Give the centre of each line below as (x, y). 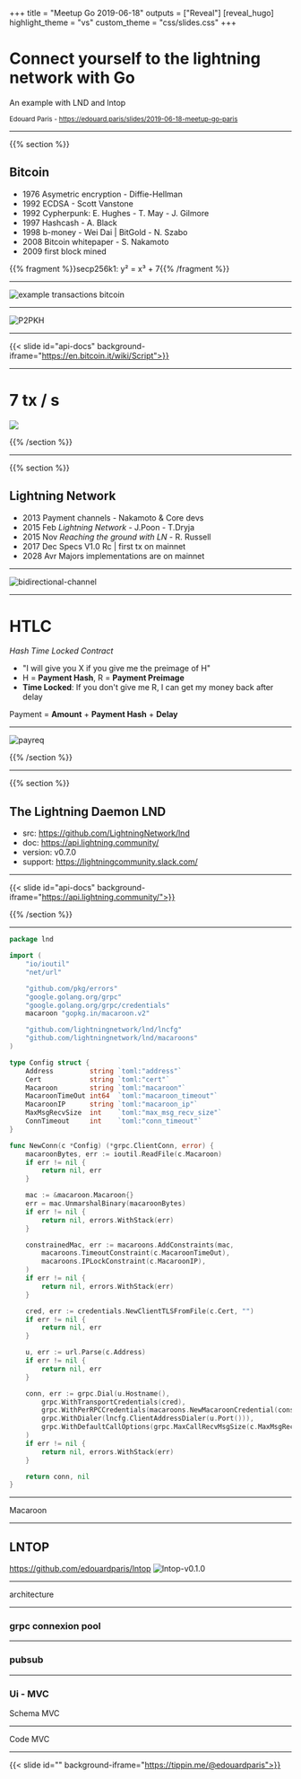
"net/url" (44, 972)
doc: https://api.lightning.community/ (90, 843)
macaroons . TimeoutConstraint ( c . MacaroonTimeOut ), (136, 1253)
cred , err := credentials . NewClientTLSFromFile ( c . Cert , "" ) (140, 1311)
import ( (26, 956)
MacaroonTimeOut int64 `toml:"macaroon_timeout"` (122, 1096)
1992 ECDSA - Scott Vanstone (78, 203)
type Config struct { (50, 1063)
